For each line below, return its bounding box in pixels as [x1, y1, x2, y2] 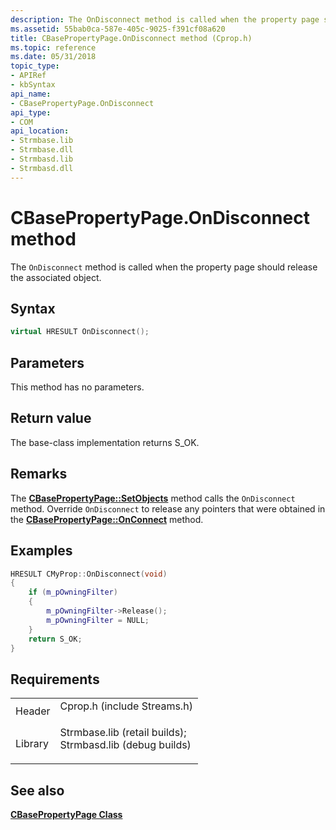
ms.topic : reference [10, 42, 97, 53]
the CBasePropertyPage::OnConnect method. [10, 513, 204, 525]
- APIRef [10, 71, 47, 81]
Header [15, 704, 51, 718]
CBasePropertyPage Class [10, 809, 123, 820]
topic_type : [10, 61, 60, 71]
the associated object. [10, 271, 102, 283]
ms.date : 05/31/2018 [10, 52, 97, 62]
